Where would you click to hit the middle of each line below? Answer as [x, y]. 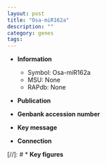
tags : [15, 40]
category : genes [30, 33]
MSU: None [44, 80]
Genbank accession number [58, 114]
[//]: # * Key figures [35, 155]
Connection [34, 141]
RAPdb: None [47, 87]
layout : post [26, 14]
